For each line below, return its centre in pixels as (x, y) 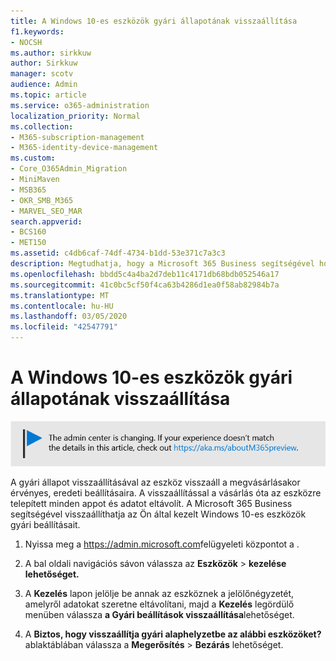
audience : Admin (44, 85)
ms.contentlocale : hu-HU (62, 306)
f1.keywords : (37, 31)
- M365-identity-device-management (84, 148)
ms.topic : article (48, 95)
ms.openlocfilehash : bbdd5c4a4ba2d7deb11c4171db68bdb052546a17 (145, 274)
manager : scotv (42, 74)
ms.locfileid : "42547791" (64, 327)
